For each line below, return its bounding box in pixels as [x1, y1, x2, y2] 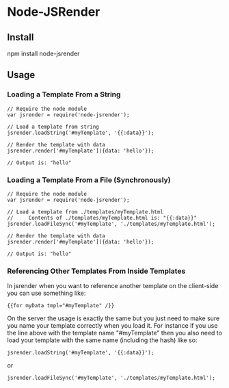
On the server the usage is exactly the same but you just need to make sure [7, 314, 220, 322]
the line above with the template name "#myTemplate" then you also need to [7, 329, 222, 337]
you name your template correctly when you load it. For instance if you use [7, 322, 218, 330]
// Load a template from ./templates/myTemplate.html [7, 208, 164, 216]
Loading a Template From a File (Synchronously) [7, 175, 171, 185]
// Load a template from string [7, 123, 99, 130]
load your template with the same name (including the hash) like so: [7, 336, 198, 344]
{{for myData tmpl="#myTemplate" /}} [7, 302, 115, 309]
